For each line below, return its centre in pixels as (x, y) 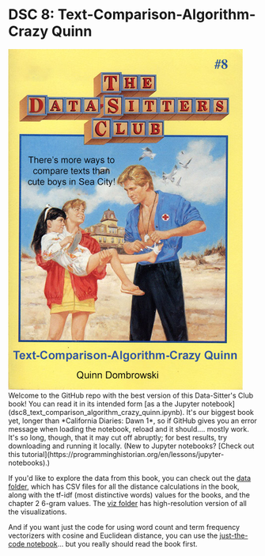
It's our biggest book (220, 412)
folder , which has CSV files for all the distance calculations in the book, (124, 486)
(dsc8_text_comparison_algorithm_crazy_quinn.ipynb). (97, 412)
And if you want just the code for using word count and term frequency (124, 527)
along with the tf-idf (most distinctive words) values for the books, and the (129, 495)
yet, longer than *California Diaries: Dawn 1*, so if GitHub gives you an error (132, 421)
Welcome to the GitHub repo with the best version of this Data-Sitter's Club (131, 395)
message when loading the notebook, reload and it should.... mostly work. (129, 428)
